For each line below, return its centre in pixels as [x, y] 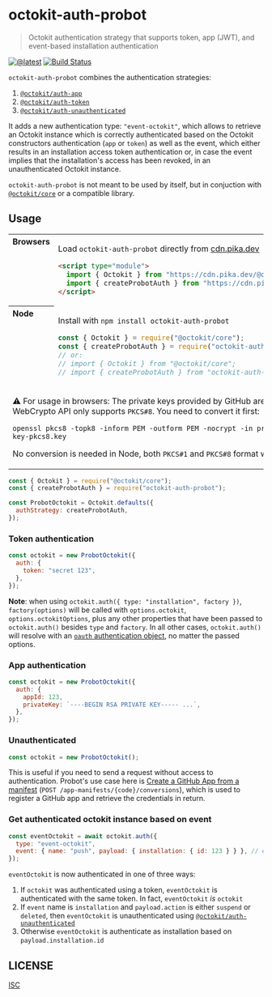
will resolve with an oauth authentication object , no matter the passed [124, 635]
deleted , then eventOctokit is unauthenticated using [107, 916]
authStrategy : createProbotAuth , [72, 511]
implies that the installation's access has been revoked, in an [110, 160]
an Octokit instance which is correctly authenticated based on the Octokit [131, 134]
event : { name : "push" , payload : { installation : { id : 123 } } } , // [137, 851]
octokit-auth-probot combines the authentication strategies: [110, 77]
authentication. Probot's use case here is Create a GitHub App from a [124, 781]
